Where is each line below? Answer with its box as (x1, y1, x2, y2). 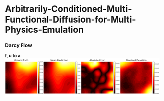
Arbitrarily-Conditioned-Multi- (5, 3, 132, 15)
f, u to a (5, 53, 21, 59)
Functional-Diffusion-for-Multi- (5, 14, 136, 25)
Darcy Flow (5, 42, 33, 49)
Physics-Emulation (5, 25, 84, 35)
